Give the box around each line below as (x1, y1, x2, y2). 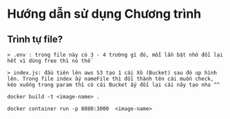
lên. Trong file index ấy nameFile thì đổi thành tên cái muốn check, (7, 75, 214, 82)
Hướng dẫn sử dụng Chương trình (7, 6, 202, 22)
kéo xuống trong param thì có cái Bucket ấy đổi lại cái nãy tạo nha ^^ (7, 81, 220, 88)
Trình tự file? (7, 34, 63, 45)
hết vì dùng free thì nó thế (7, 57, 91, 64)
